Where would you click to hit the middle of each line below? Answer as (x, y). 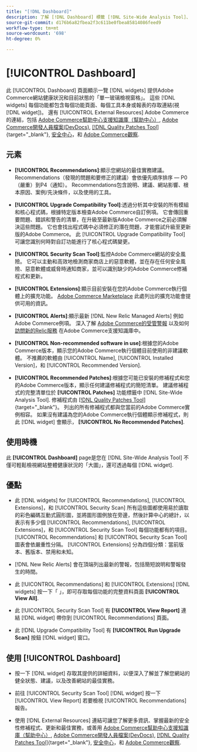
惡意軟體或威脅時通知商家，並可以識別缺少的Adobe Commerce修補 (106, 269)
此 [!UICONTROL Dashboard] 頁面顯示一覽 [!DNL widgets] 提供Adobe (90, 90)
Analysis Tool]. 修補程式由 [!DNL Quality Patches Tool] (80, 400)
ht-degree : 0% (23, 39)
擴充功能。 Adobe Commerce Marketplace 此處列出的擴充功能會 (108, 296)
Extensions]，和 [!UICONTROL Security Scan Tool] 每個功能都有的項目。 (102, 530)
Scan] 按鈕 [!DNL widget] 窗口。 (54, 638)
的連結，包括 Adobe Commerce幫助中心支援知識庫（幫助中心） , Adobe (92, 120)
